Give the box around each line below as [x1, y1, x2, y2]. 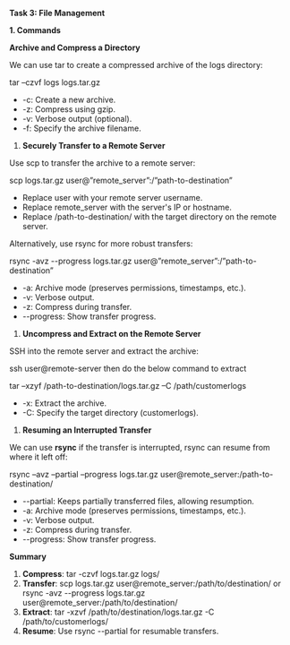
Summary [9, 551, 47, 562]
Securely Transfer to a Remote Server [21, 141, 166, 150]
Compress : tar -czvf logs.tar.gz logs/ [21, 569, 160, 579]
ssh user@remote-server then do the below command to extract [9, 363, 247, 374]
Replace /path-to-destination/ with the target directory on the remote [21, 211, 277, 222]
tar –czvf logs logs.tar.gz [9, 77, 101, 88]
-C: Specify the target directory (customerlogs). [21, 408, 199, 417]
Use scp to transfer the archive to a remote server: [9, 158, 196, 168]
